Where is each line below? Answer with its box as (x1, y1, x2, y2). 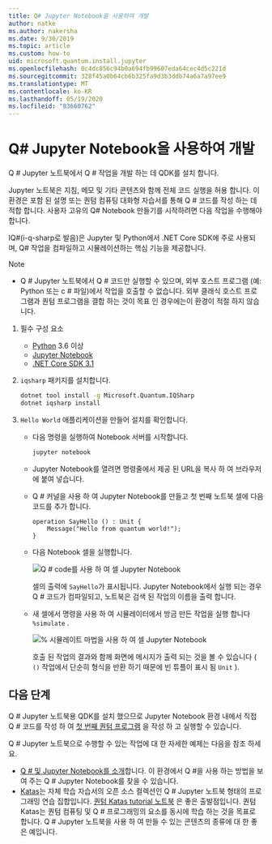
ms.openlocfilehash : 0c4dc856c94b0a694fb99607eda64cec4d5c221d (8, 65, 227, 73)
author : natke (8, 19, 57, 28)
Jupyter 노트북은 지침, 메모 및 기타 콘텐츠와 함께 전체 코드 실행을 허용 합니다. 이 (8, 186, 261, 195)
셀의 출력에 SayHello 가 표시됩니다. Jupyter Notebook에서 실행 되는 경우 (32, 581, 262, 591)
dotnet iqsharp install (19, 399, 101, 407)
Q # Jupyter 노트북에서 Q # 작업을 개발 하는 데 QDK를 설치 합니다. (8, 168, 219, 178)
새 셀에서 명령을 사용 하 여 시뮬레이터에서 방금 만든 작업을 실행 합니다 (32, 609, 251, 619)
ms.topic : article (8, 42, 70, 50)
